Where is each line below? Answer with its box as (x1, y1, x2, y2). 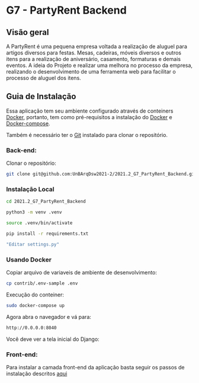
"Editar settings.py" (6, 241, 60, 247)
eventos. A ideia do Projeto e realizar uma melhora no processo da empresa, (6, 62, 193, 69)
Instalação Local (6, 185, 54, 193)
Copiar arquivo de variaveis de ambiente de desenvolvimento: (6, 269, 158, 276)
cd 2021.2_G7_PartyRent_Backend (6, 199, 86, 205)
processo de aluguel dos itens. (6, 75, 81, 81)
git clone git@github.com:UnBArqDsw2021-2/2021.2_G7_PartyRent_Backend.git (6, 171, 197, 177)
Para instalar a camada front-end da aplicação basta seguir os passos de (6, 363, 185, 371)
